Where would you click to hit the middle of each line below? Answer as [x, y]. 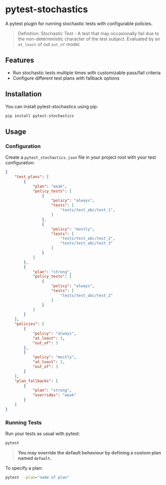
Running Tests [23, 422]
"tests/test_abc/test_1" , [88, 210]
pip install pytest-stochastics [40, 116]
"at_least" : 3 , [49, 338]
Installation [23, 94]
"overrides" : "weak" [54, 395]
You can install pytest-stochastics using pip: [52, 106]
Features [20, 60]
